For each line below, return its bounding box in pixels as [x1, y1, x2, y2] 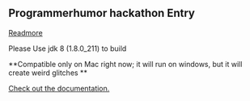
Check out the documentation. [8, 83, 110, 93]
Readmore [8, 27, 43, 37]
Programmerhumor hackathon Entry [8, 6, 196, 20]
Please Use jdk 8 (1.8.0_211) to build [8, 44, 127, 53]
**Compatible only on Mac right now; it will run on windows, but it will [8, 59, 243, 69]
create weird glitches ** [8, 68, 87, 78]
